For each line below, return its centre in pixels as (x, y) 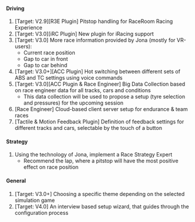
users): (23, 47)
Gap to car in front (46, 59)
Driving (15, 8)
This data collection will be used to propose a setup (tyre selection (104, 97)
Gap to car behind (45, 66)
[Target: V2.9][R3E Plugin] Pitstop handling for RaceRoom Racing (94, 21)
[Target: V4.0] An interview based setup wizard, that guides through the (102, 206)
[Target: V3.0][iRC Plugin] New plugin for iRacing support (84, 34)
